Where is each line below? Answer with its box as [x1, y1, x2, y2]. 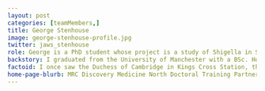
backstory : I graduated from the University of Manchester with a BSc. [7, 56, 248, 64]
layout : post [7, 11, 51, 20]
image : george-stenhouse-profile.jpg [7, 33, 132, 42]
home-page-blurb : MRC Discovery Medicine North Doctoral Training [7, 70, 231, 78]
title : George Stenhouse [7, 26, 89, 34]
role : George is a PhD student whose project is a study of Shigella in [7, 48, 252, 56]
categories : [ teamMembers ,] [7, 19, 100, 27]
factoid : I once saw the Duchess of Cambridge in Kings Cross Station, [7, 63, 248, 71]
